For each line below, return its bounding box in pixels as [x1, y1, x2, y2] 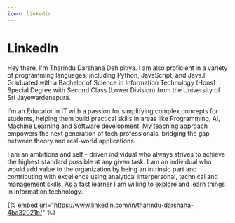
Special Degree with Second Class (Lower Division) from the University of [7, 85, 221, 94]
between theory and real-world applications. [7, 136, 136, 145]
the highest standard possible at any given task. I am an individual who [7, 157, 212, 166]
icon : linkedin [7, 10, 52, 17]
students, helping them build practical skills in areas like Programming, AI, [7, 114, 221, 122]
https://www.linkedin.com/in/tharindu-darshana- [53, 201, 194, 209]
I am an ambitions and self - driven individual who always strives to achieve [7, 150, 226, 158]
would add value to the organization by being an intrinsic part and [7, 165, 197, 173]
